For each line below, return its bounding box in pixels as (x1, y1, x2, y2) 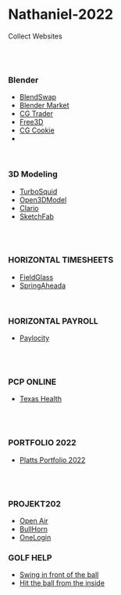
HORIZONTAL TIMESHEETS (8, 255, 114, 266)
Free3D (19, 118, 44, 127)
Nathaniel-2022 (8, 5, 114, 24)
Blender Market (19, 100, 69, 111)
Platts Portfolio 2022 (19, 455, 86, 464)
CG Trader (19, 109, 53, 118)
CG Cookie (19, 125, 55, 135)
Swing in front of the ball (19, 570, 99, 579)
